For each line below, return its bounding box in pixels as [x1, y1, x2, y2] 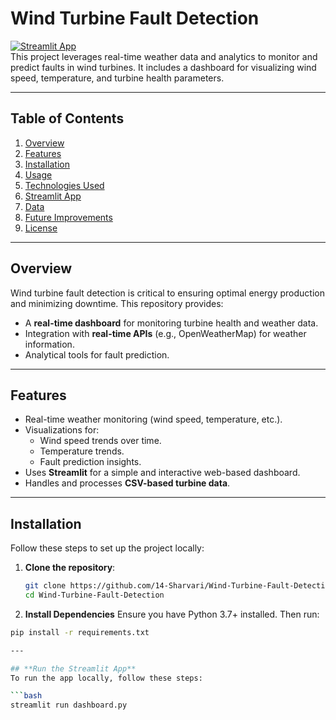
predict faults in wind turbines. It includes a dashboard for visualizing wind [10, 61, 317, 73]
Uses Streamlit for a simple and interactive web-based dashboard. [24, 467, 301, 479]
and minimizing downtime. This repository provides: [10, 297, 224, 309]
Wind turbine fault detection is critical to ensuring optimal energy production [10, 287, 325, 299]
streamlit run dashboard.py [10, 700, 128, 711]
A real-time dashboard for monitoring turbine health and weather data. [24, 317, 319, 329]
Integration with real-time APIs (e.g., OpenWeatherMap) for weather [24, 327, 307, 339]
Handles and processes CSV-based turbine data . [24, 477, 231, 489]
